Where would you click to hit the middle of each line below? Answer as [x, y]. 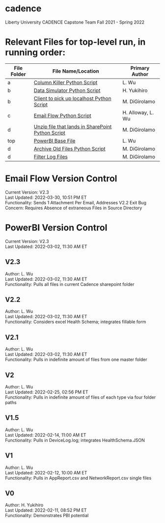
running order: [35, 53]
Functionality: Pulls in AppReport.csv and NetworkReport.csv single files [78, 478]
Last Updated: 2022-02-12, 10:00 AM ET [46, 472]
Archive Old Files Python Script [69, 149]
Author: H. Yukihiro [24, 505]
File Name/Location [76, 71]
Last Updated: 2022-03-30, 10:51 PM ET [46, 197]
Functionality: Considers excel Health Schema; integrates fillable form [76, 322]
